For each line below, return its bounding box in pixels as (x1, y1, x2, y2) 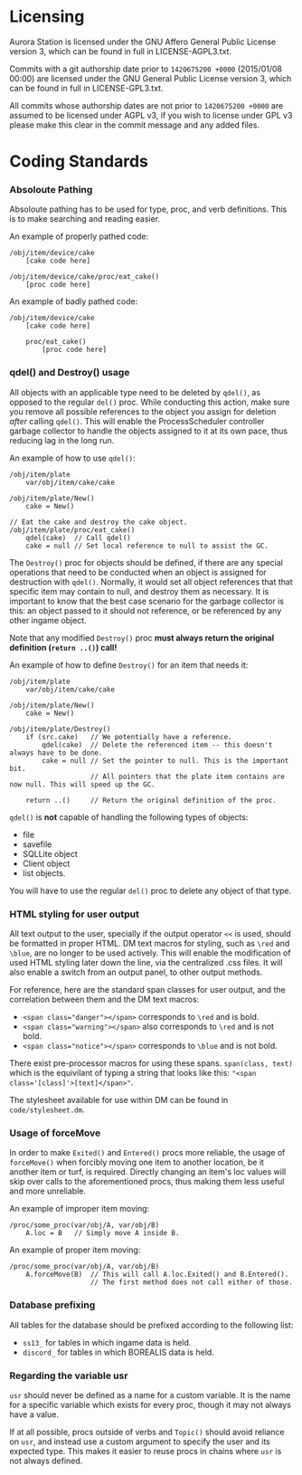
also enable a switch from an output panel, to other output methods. (9, 966, 263, 978)
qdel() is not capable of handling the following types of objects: (9, 812, 249, 823)
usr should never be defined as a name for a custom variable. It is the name (9, 1389, 291, 1400)
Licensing (9, 6, 85, 27)
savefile (22, 839, 52, 850)
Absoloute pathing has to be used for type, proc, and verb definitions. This (9, 204, 288, 214)
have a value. (9, 1409, 59, 1420)
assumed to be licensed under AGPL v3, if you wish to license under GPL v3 (9, 109, 293, 120)
